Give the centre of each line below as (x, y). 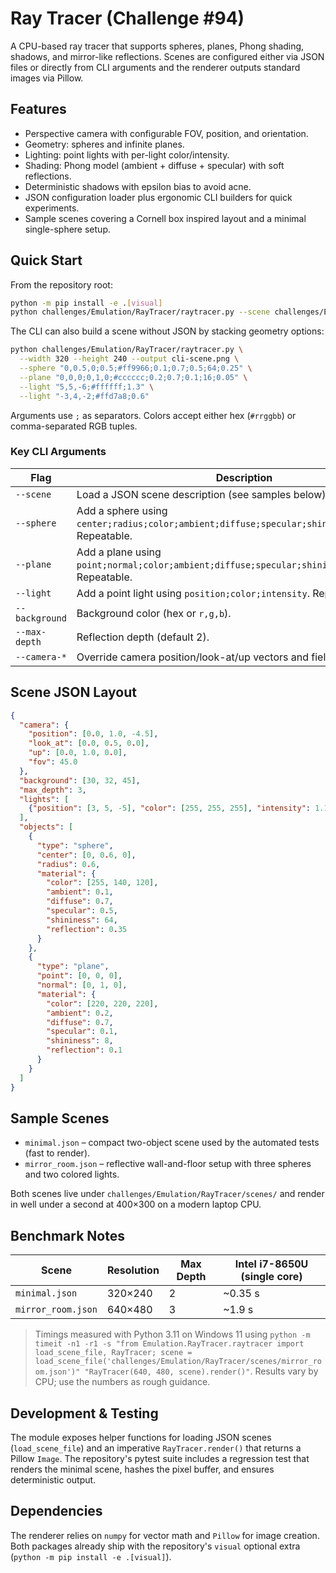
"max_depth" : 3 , (53, 790)
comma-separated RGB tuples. (74, 426)
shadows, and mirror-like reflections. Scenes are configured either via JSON (167, 56)
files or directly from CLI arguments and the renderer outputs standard (155, 67)
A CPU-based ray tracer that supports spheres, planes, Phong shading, (157, 46)
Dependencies (56, 1511)
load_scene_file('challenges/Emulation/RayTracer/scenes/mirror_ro (178, 1362)
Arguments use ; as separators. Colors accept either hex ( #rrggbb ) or (153, 415)
